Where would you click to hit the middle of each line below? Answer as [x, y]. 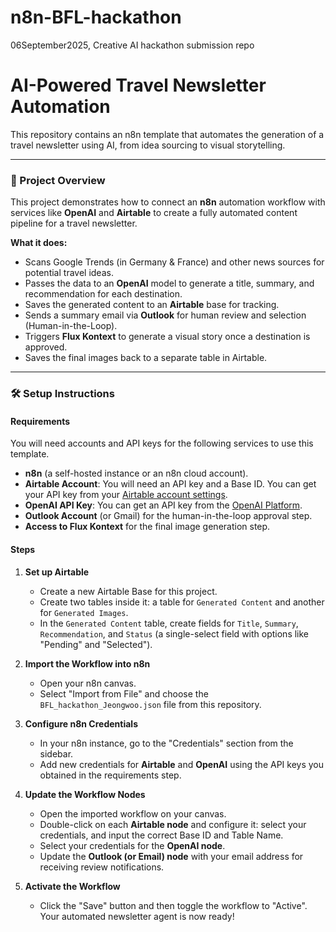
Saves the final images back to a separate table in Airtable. [146, 358]
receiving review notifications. [102, 867]
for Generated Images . [84, 612]
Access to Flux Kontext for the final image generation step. [147, 527]
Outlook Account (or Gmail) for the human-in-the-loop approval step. [168, 516]
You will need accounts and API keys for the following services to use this [162, 443]
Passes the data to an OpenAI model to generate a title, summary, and [169, 283]
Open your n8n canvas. [88, 683]
